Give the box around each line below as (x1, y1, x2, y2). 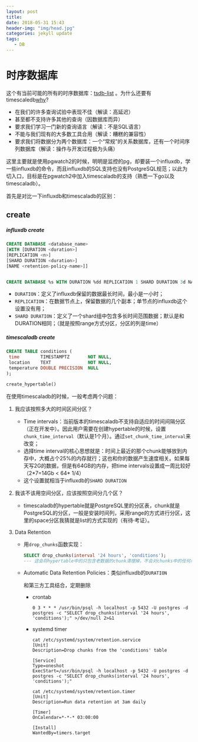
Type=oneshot (32, 663, 65, 669)
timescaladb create (6, 334, 55, 341)
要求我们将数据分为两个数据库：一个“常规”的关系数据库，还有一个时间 (14, 138, 185, 145)
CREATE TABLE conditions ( (6, 349, 72, 355)
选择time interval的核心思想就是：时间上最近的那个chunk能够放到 (23, 447, 183, 455)
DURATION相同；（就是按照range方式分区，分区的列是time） (14, 320, 162, 327)
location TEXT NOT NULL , (8, 359, 112, 366)
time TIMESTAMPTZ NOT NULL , (8, 354, 112, 360)
